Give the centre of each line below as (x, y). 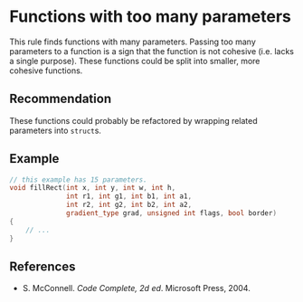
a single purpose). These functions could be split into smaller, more (135, 61)
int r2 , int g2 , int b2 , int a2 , (129, 205)
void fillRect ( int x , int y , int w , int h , (93, 188)
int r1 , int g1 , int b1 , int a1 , (129, 196)
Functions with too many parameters (150, 17)
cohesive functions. (46, 71)
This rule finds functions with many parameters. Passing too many (133, 42)
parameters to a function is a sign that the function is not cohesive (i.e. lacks (151, 51)
